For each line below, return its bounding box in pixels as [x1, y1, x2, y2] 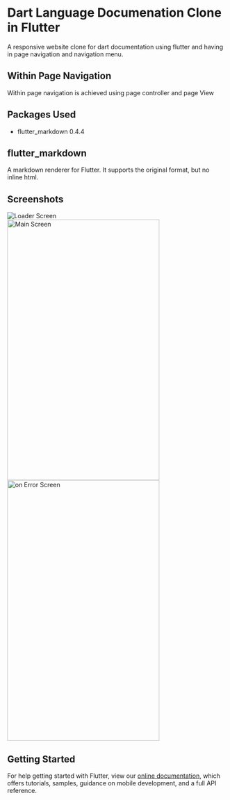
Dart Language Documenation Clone [7, 5, 222, 21]
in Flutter [7, 19, 60, 35]
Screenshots [7, 193, 64, 205]
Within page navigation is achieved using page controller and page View [7, 88, 214, 97]
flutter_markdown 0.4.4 [17, 127, 85, 136]
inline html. [7, 173, 39, 181]
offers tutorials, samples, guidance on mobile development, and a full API [7, 779, 217, 787]
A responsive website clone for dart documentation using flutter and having [7, 42, 224, 51]
